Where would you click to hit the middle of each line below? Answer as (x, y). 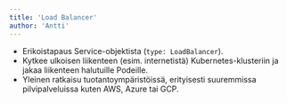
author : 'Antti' (39, 26)
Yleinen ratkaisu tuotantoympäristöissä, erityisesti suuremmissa (139, 79)
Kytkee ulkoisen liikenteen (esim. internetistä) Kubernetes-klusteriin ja (150, 60)
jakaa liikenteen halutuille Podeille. (85, 70)
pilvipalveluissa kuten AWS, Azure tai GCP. (101, 89)
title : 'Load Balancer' (53, 17)
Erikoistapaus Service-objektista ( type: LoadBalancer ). (123, 51)
